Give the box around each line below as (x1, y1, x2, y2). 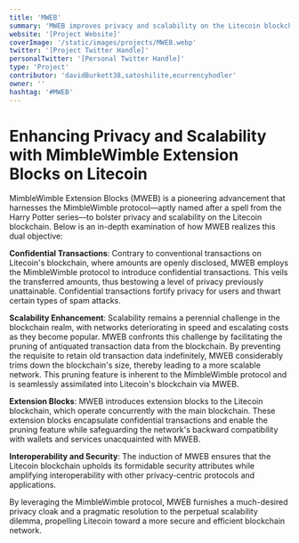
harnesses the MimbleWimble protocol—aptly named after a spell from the (9, 202, 282, 214)
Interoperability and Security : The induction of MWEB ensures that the (9, 451, 271, 462)
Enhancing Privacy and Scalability (9, 126, 267, 146)
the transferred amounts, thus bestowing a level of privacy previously (9, 277, 264, 288)
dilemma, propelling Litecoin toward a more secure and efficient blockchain (9, 515, 286, 526)
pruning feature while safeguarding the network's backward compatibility (9, 425, 279, 435)
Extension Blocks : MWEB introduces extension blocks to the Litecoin (9, 396, 263, 407)
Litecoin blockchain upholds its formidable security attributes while (9, 460, 255, 472)
